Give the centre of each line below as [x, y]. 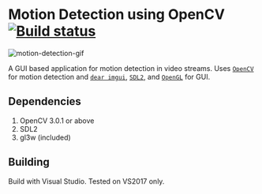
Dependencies [45, 101]
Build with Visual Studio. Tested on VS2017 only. [86, 181]
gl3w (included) [45, 137]
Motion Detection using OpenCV [116, 15]
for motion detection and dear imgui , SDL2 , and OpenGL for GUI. [109, 76]
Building [29, 162]
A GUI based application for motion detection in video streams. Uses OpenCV [131, 68]
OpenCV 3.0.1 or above [57, 121]
